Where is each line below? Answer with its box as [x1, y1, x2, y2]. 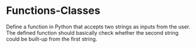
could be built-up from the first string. [6, 35, 97, 42]
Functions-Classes [6, 4, 101, 17]
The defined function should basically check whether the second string [6, 29, 179, 36]
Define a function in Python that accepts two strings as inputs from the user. [6, 23, 191, 30]
